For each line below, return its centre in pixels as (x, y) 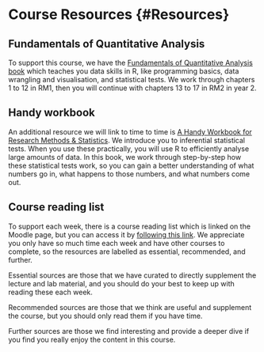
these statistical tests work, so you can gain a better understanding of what (131, 165)
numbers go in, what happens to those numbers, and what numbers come (129, 174)
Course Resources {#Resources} (119, 15)
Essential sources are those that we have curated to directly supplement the (132, 275)
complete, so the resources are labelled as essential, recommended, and (127, 252)
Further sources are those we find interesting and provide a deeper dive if (129, 331)
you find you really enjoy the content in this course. (92, 339)
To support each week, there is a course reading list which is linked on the (130, 226)
